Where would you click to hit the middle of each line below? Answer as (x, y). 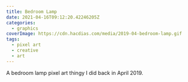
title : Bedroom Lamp (32, 12)
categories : (21, 23)
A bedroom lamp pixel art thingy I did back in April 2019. (75, 72)
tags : (13, 39)
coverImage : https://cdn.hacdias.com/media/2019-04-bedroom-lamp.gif (94, 34)
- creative (25, 51)
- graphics (25, 28)
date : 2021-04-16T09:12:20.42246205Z (53, 17)
